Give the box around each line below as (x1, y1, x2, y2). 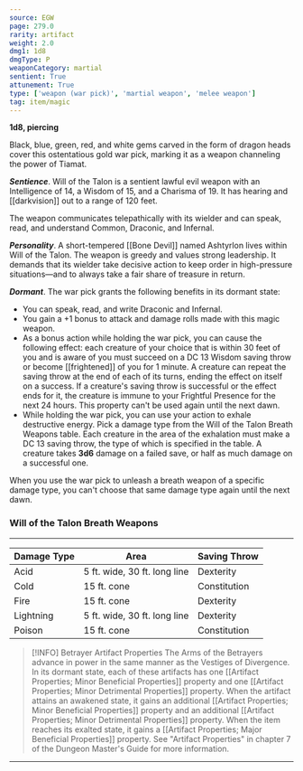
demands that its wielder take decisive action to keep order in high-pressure (9, 259, 293, 270)
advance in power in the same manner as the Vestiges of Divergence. (31, 656, 290, 667)
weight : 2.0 (9, 38, 54, 48)
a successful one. (22, 457, 88, 468)
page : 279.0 (9, 22, 54, 31)
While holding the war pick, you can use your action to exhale (22, 409, 252, 420)
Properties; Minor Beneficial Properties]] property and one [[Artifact (31, 675, 284, 687)
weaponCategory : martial (9, 64, 103, 73)
